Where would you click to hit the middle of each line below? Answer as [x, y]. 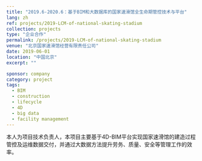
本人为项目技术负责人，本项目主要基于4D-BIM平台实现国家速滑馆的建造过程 [101, 137]
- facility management [40, 119]
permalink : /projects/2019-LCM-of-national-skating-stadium [84, 40]
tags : [13, 85]
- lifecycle [27, 102]
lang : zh [17, 18]
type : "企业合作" [26, 35]
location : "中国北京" [32, 57]
